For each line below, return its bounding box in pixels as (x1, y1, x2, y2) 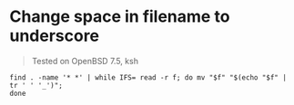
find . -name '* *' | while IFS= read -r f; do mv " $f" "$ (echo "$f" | (9, 72, 287, 82)
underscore (9, 25, 100, 46)
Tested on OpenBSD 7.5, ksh (31, 55, 139, 66)
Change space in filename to (9, 6, 230, 27)
